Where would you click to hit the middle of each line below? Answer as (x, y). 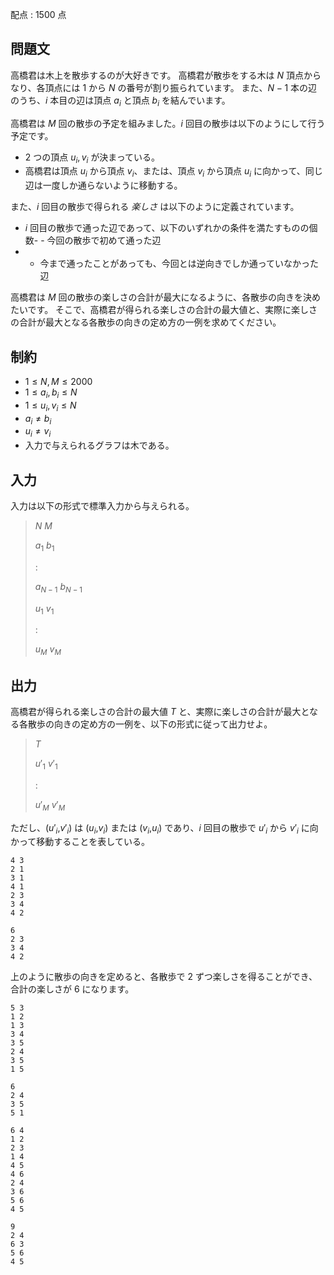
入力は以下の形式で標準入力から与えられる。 (102, 506)
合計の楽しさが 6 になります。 (72, 989)
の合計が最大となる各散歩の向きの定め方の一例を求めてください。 (146, 322)
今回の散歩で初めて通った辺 (104, 240)
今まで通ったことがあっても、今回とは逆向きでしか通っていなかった (179, 264)
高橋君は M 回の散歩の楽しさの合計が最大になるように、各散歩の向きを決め (166, 297)
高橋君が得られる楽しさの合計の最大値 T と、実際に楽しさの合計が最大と (160, 712)
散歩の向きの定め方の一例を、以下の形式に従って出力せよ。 (150, 724)
